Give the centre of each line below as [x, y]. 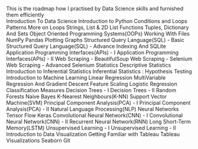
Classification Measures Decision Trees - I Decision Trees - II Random [91, 90]
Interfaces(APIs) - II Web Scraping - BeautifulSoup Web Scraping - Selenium [99, 59]
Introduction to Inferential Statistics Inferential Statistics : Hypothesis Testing [99, 71]
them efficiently [25, 15]
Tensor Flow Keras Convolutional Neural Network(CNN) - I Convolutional [95, 115]
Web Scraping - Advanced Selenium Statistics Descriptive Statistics [89, 65]
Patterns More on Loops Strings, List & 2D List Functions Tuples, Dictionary [98, 27]
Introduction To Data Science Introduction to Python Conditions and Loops [97, 21]
